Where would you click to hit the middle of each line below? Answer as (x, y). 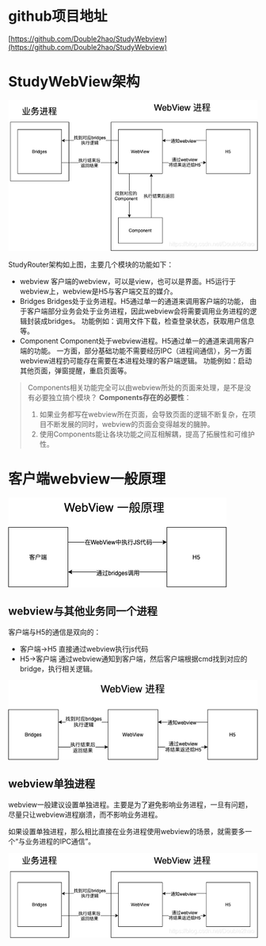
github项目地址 (58, 16)
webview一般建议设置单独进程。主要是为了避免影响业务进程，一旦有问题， (130, 804)
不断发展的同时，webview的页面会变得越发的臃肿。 (130, 425)
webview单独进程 (52, 784)
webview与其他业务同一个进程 (83, 611)
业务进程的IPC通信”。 (60, 841)
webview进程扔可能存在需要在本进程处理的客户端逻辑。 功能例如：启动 (136, 361)
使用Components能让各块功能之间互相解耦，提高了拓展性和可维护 (147, 434)
